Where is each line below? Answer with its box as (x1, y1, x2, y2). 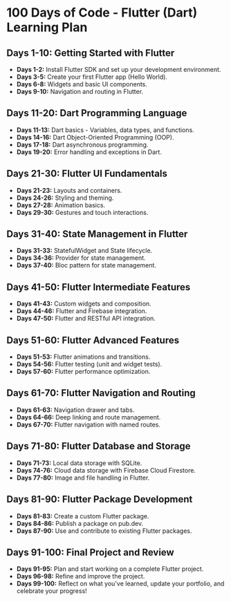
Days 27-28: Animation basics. (16, 200, 105, 209)
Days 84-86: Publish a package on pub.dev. (16, 519, 143, 527)
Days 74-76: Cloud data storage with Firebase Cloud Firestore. (16, 466, 196, 474)
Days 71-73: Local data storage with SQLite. (16, 458, 142, 467)
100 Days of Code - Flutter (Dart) (6, 5, 198, 21)
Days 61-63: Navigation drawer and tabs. (16, 406, 135, 414)
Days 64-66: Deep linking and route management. (16, 413, 161, 421)
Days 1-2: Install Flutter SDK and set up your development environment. (16, 66, 221, 73)
